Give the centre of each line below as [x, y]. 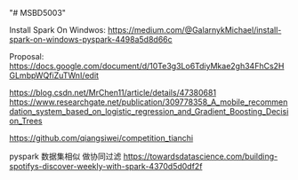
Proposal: [27, 56]
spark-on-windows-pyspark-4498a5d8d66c [91, 39]
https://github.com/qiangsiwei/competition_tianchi [101, 138]
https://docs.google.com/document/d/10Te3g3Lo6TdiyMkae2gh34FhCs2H [147, 66]
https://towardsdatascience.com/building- [201, 156]
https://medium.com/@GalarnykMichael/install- [195, 30]
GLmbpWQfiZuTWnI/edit [54, 75]
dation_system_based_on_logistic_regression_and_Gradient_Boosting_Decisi [149, 111]
